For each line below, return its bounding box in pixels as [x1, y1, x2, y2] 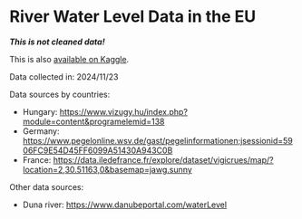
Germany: [22, 125, 60, 137]
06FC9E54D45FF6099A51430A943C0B [22, 145, 173, 156]
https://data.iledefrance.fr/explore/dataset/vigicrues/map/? [53, 154, 274, 165]
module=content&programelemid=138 [22, 116, 165, 127]
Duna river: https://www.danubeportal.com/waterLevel [22, 199, 228, 210]
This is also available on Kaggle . [9, 53, 130, 64]
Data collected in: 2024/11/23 [9, 71, 119, 82]
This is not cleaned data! [9, 36, 106, 47]
